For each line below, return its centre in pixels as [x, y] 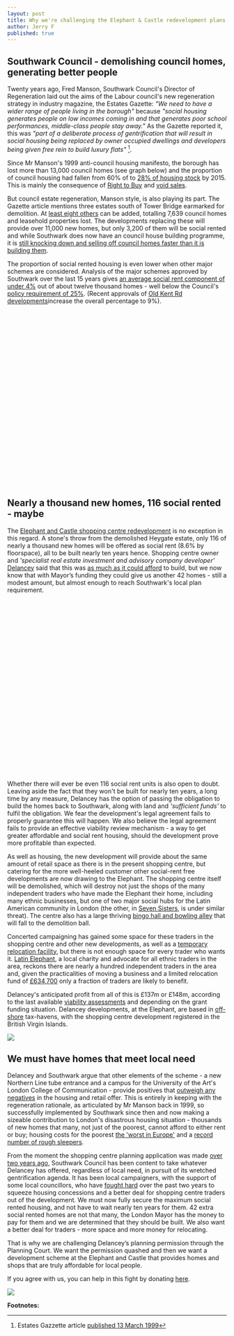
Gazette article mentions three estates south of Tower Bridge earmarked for [116, 205]
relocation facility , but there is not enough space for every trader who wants [116, 951]
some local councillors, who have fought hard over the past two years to [111, 1186]
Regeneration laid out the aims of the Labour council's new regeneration [111, 96]
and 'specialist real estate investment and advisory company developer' [111, 560]
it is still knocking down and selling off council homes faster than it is [106, 243]
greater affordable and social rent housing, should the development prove [113, 835]
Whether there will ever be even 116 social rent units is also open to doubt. [114, 784]
